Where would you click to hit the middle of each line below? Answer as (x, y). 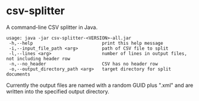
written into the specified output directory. (58, 91)
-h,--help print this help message (86, 43)
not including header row (38, 58)
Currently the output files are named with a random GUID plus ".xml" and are (100, 85)
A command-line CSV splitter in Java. (52, 27)
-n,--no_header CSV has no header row (83, 64)
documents (18, 74)
